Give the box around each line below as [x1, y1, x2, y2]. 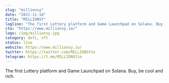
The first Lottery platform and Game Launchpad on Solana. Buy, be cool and [5, 68, 163, 74]
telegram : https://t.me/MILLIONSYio [5, 54, 82, 59]
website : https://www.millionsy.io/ [5, 45, 82, 50]
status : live [5, 40, 33, 45]
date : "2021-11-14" [5, 12, 46, 17]
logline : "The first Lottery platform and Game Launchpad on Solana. [5, 21, 154, 27]
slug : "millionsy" [5, 7, 44, 13]
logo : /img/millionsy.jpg [5, 31, 59, 36]
